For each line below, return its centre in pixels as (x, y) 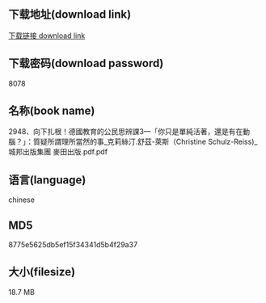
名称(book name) (52, 111)
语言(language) (47, 180)
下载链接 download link (47, 36)
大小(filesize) (42, 272)
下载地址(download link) (70, 15)
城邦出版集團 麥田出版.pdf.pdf (58, 152)
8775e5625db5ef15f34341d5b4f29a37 (73, 245)
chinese (21, 200)
